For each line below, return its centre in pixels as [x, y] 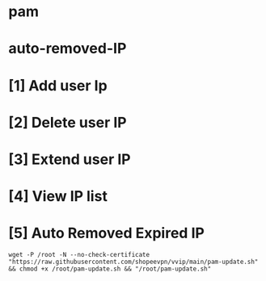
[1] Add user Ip [58, 85]
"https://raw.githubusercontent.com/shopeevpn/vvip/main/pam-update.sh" [133, 262]
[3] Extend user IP [70, 159]
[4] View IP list [58, 197]
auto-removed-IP [68, 49]
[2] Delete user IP [68, 122]
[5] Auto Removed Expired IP [106, 233]
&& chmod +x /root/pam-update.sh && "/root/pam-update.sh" [110, 269]
